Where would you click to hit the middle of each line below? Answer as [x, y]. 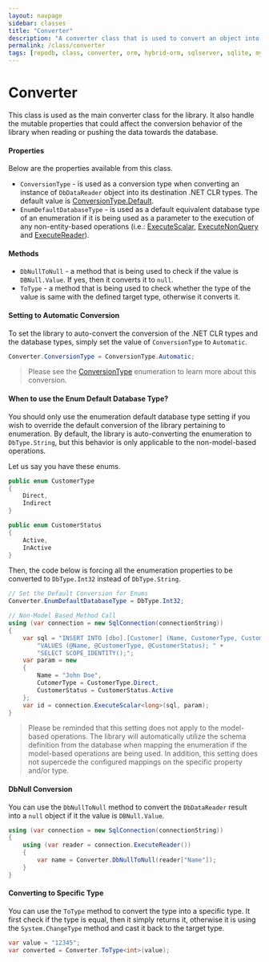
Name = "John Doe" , [70, 675]
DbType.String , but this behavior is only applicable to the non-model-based [132, 442]
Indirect [37, 503]
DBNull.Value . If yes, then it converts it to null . [96, 280]
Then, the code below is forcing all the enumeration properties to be [121, 570]
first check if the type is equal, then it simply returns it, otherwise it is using [132, 919]
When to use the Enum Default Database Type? [88, 399]
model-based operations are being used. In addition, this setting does [143, 754]
